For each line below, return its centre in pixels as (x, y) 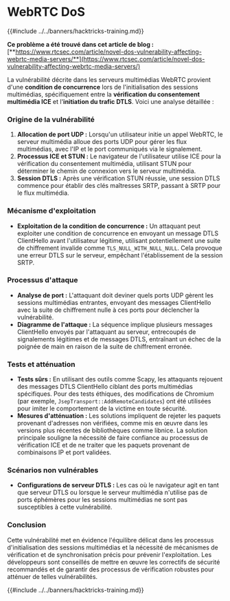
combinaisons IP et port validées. (64, 452)
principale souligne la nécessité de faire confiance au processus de (113, 438)
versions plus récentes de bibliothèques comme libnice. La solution (112, 430)
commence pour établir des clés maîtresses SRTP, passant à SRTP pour (119, 186)
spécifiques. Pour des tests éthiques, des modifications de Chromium (115, 394)
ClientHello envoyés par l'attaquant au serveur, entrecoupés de (106, 332)
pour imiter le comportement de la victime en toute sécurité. (102, 409)
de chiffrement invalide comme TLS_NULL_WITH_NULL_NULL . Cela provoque (119, 248)
